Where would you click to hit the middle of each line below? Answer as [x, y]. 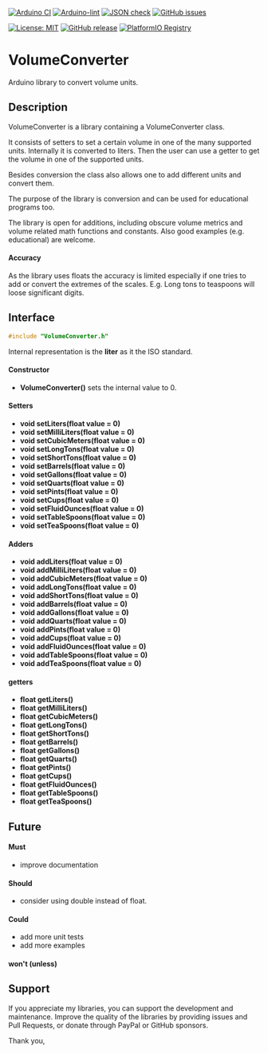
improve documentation [59, 865]
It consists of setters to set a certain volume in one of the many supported [130, 142]
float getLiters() [46, 700]
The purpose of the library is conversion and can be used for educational [128, 198]
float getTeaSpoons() [56, 802]
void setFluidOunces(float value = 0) [82, 509]
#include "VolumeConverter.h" [59, 336]
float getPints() [45, 768]
